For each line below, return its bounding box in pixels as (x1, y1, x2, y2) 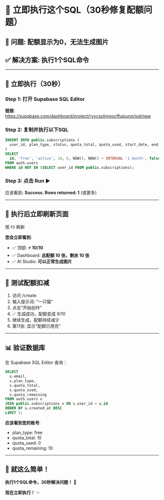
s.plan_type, (9, 378, 36, 383)
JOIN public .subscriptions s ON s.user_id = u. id (5, 401, 108, 406)
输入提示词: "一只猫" (12, 299, 53, 305)
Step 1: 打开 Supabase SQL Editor (5, 95, 85, 102)
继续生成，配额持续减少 (12, 317, 60, 323)
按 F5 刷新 (5, 224, 25, 230)
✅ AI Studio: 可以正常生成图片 (12, 258, 72, 264)
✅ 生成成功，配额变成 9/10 (12, 311, 66, 317)
